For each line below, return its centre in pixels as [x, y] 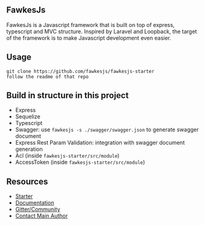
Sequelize [28, 116]
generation [29, 149]
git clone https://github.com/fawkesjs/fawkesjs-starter [80, 71]
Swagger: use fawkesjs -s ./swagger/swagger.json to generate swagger [107, 130]
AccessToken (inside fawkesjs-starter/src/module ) [80, 162]
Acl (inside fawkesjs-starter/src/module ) [67, 156]
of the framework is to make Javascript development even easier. [89, 38]
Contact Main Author [42, 216]
